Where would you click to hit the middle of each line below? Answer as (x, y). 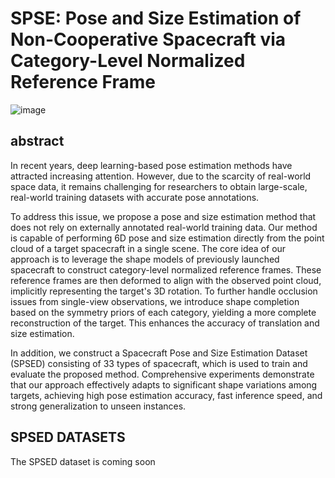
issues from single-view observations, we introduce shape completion (155, 301)
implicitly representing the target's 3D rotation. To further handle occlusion (164, 291)
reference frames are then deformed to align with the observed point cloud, (166, 280)
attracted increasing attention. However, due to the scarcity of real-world (161, 176)
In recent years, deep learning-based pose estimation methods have (151, 165)
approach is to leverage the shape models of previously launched (145, 259)
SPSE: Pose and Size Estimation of (156, 18)
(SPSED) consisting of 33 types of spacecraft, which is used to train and (159, 363)
